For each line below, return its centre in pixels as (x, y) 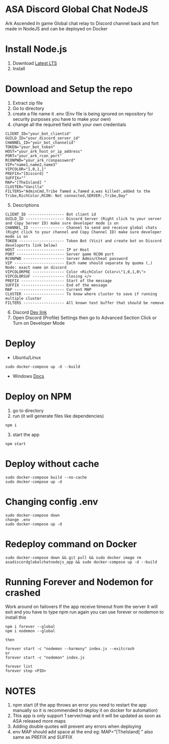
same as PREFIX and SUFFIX (43, 737)
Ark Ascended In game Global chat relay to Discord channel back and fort (82, 23)
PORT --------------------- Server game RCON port (60, 254)
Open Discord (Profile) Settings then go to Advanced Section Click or (85, 318)
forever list (19, 667)
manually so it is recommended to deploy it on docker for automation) (85, 710)
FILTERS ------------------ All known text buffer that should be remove (85, 303)
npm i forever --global (30, 627)
